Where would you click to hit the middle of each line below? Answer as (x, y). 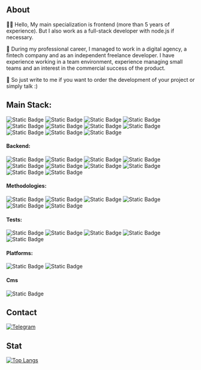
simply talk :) (22, 86)
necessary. (20, 37)
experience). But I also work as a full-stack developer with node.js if (90, 31)
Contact (22, 313)
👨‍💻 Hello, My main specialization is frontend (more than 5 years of (88, 24)
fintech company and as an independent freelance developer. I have (91, 55)
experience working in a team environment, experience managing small (94, 61)
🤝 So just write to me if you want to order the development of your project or (100, 79)
